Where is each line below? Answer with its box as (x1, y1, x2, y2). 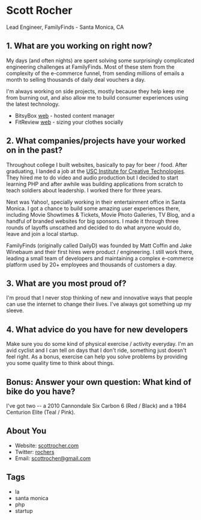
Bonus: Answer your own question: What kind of (6, 376, 192, 387)
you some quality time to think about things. (6, 360, 115, 367)
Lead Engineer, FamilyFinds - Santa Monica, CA (6, 23, 124, 31)
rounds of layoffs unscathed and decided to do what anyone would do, (6, 223, 181, 231)
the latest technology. (6, 100, 60, 107)
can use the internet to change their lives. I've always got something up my (6, 301, 192, 308)
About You (6, 426, 47, 436)
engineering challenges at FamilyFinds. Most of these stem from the (6, 63, 175, 70)
